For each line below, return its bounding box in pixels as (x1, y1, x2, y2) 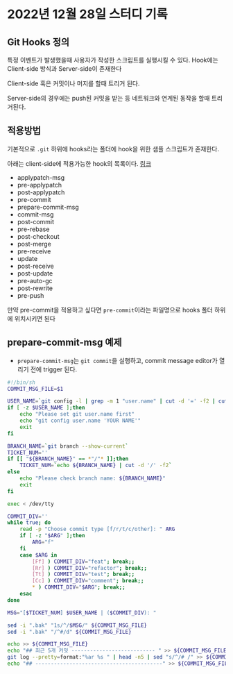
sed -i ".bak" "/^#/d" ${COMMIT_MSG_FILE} (7, 628, 132, 635)
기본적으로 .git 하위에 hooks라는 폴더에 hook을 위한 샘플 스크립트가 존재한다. (7, 144, 220, 153)
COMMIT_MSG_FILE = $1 (7, 385, 64, 392)
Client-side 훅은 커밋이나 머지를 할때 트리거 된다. (7, 79, 140, 87)
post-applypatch (17, 188, 65, 196)
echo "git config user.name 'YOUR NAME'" (19, 417, 141, 424)
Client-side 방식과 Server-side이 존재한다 (7, 65, 122, 73)
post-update (17, 269, 53, 278)
